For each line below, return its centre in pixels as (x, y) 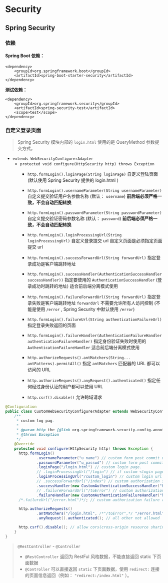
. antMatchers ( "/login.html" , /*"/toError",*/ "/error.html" (100, 514)
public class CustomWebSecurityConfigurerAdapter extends (67, 411)
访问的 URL (39, 370)
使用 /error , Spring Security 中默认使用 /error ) (85, 309)
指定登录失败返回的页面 (51, 325)
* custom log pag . (35, 421)
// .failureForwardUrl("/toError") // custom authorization (100, 490)
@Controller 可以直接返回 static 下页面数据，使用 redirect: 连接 (92, 569)
